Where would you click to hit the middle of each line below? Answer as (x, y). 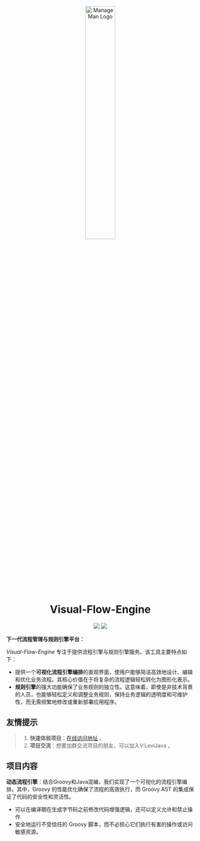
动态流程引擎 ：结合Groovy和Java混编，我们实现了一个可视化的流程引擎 (94, 781)
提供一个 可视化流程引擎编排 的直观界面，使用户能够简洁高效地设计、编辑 (104, 672)
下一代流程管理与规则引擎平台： (45, 639)
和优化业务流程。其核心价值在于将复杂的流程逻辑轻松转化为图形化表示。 (104, 679)
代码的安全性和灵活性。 (45, 796)
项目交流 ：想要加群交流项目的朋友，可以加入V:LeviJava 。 (101, 745)
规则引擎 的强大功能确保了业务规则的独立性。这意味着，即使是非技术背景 (104, 687)
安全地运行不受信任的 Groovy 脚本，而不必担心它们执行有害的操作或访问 (104, 824)
